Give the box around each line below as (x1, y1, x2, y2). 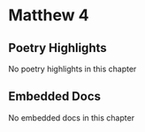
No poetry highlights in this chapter (8, 63, 137, 74)
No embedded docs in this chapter (8, 112, 134, 123)
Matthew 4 (8, 5, 89, 26)
